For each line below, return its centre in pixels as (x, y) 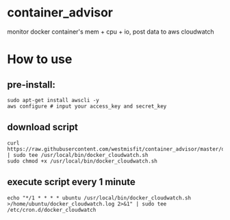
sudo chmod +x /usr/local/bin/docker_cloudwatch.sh (82, 161)
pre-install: (31, 85)
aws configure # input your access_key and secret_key (87, 106)
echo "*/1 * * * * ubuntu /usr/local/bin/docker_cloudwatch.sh (99, 198)
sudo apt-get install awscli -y (53, 100)
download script (43, 127)
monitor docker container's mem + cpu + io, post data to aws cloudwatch (111, 32)
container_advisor (60, 13)
